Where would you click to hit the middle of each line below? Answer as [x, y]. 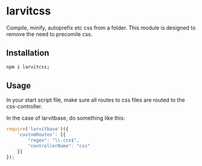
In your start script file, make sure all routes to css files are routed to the [96, 100]
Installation [28, 53]
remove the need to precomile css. [49, 34]
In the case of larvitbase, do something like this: [66, 118]
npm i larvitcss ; [28, 67]
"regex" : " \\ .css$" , [54, 140]
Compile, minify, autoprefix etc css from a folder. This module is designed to [101, 28]
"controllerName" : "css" [59, 146]
